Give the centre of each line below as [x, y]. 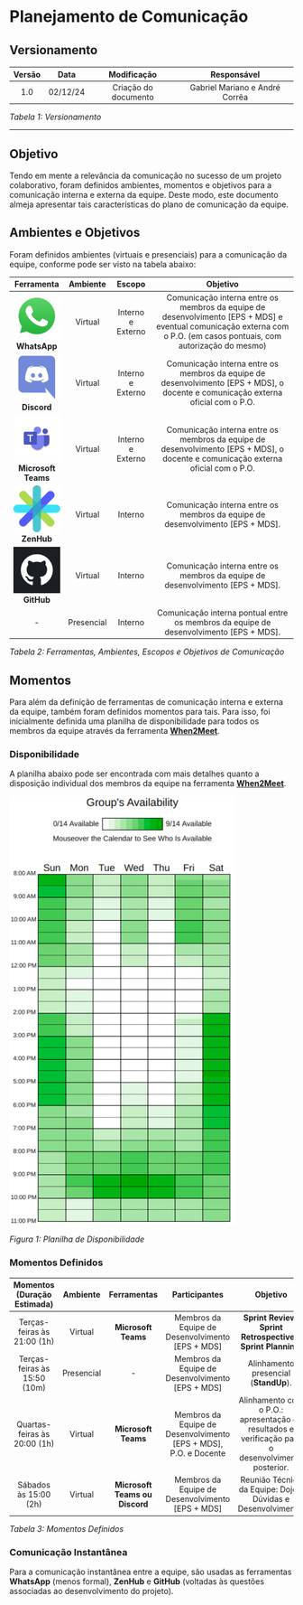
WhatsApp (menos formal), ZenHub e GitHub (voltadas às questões [137, 1582]
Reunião [255, 1480]
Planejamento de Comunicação [129, 17]
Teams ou [133, 1494]
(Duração [34, 1295]
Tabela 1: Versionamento [55, 117]
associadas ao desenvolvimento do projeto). [92, 1591]
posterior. [271, 1468]
